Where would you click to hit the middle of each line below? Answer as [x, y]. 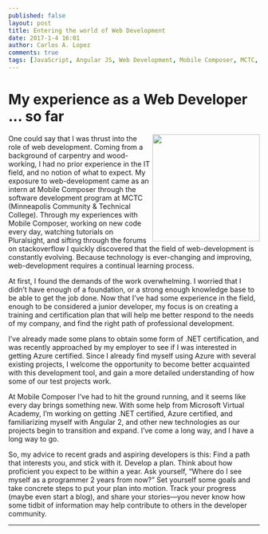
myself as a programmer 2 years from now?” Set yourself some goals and [130, 480]
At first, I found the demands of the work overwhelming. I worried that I [125, 281]
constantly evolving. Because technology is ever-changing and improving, [130, 257]
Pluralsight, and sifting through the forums [77, 240]
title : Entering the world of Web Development [87, 30]
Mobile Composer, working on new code [75, 223]
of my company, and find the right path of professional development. [121, 323]
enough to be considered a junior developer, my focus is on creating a [123, 306]
